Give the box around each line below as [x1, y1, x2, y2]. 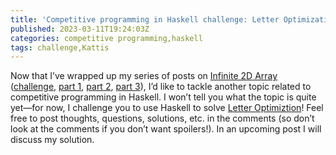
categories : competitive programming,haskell [10, 33, 203, 43]
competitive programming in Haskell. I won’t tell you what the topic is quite [10, 91, 317, 103]
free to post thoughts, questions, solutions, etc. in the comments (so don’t [10, 112, 315, 125]
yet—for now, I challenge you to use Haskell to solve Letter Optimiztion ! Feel [10, 102, 324, 114]
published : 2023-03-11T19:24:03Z [10, 24, 150, 34]
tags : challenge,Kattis [10, 42, 110, 53]
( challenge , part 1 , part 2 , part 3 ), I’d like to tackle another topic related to [10, 81, 312, 93]
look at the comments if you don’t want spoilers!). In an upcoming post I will [10, 123, 322, 135]
